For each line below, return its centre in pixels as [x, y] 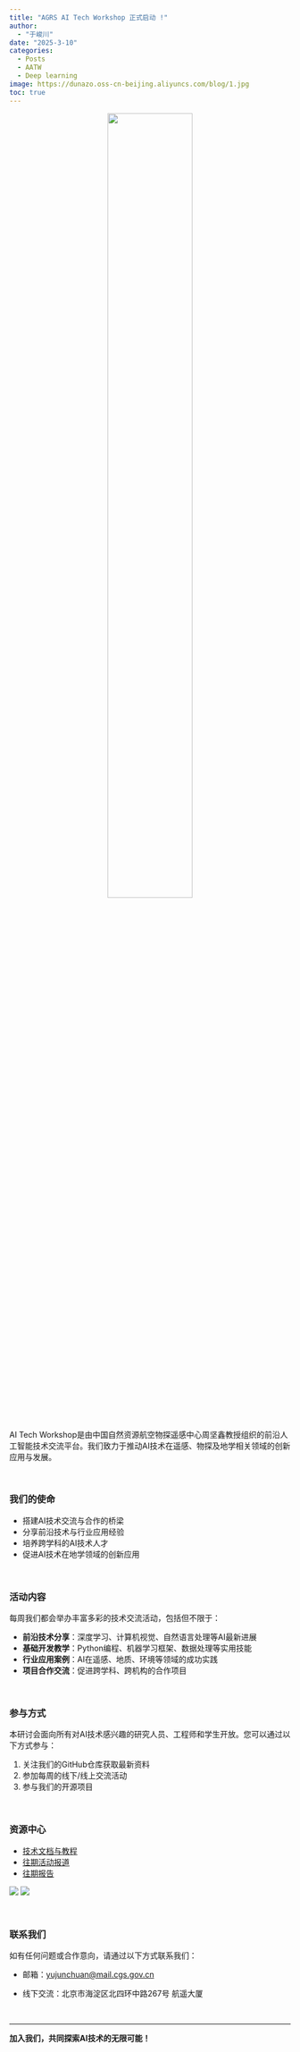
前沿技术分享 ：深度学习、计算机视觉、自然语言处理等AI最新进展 [139, 1637]
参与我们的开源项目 [58, 1787]
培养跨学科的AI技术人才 [65, 1542]
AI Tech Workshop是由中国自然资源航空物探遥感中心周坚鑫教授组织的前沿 [145, 1434]
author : [24, 26]
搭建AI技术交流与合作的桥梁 [73, 1520]
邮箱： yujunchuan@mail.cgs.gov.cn [88, 1974]
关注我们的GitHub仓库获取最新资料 [86, 1765]
